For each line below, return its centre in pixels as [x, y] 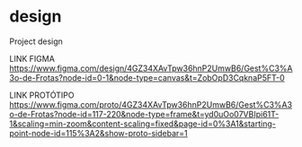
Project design [36, 41]
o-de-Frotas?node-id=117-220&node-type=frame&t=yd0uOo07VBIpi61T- [144, 114]
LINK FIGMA [32, 58]
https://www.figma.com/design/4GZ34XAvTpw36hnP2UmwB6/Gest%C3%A [151, 68]
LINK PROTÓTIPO [42, 95]
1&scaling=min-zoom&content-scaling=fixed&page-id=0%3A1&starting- [142, 124]
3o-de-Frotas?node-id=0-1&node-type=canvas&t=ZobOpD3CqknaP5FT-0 [147, 77]
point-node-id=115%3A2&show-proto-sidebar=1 [99, 133]
